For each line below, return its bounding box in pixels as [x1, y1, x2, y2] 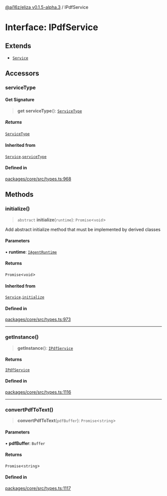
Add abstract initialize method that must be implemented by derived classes [5, 226, 161, 232]
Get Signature [5, 96, 35, 102]
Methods [5, 190, 34, 199]
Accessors [5, 69, 40, 78]
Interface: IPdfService [5, 22, 98, 33]
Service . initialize [5, 294, 45, 300]
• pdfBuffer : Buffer [5, 440, 46, 446]
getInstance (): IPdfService [17, 345, 74, 351]
